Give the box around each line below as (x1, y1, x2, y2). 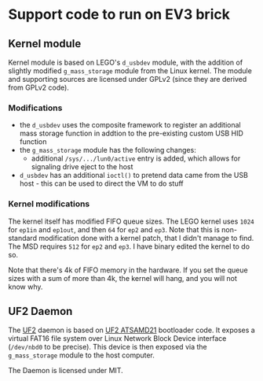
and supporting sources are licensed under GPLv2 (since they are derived (8, 75, 247, 83)
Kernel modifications (8, 198, 90, 209)
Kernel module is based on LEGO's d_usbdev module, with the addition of (8, 57, 243, 67)
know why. (8, 282, 43, 291)
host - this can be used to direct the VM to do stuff (19, 179, 184, 188)
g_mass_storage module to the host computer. (8, 350, 155, 360)
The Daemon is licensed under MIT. (8, 366, 123, 375)
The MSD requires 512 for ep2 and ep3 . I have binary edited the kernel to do (8, 242, 250, 251)
